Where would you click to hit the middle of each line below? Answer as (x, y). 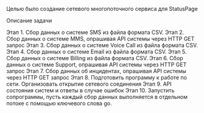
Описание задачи (29, 20)
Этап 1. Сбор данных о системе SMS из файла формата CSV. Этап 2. (95, 32)
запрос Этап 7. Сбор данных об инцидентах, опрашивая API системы (97, 71)
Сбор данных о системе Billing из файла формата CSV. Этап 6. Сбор (95, 58)
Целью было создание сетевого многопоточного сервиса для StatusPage (102, 9)
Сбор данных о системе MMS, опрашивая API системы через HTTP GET (100, 39)
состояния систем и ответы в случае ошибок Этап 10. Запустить (90, 90)
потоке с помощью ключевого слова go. (59, 103)
